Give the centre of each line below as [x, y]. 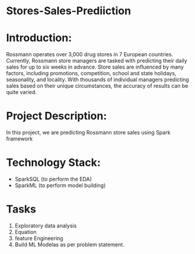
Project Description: [57, 116]
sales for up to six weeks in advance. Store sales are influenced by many [95, 67]
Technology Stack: [53, 163]
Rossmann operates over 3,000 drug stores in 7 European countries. [90, 54]
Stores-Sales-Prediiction [69, 11]
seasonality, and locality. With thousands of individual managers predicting [98, 80]
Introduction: [39, 38]
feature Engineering [39, 238]
